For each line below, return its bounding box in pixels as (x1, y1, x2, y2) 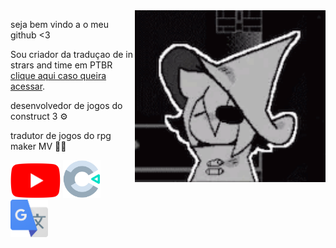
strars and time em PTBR (10, 59, 113, 71)
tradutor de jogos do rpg (10, 130, 112, 141)
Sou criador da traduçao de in (10, 49, 134, 60)
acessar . (10, 80, 46, 92)
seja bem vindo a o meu (10, 19, 109, 30)
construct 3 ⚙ (10, 110, 68, 122)
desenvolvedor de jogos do (10, 100, 123, 111)
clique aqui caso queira (10, 70, 107, 81)
